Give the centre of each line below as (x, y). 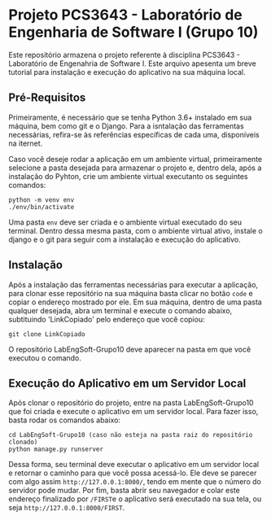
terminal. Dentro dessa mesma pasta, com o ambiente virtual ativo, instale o (135, 230)
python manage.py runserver (56, 449)
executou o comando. (45, 358)
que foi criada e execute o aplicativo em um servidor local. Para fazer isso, (133, 412)
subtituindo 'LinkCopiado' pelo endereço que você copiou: (107, 319)
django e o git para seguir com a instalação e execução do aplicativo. (125, 239)
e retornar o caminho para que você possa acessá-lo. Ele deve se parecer (133, 473)
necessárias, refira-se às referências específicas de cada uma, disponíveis (134, 134)
